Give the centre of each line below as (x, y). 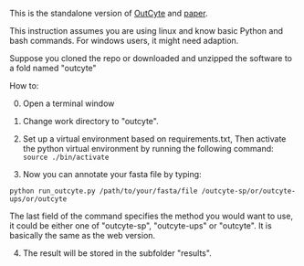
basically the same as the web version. (83, 235)
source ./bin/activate (66, 157)
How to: (24, 85)
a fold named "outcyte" (53, 68)
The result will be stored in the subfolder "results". (117, 253)
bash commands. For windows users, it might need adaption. (124, 41)
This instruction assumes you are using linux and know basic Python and (147, 31)
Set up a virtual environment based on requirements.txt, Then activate (154, 139)
